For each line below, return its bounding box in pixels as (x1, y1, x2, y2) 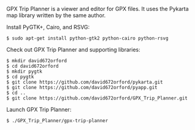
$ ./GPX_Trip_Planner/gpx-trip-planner (6, 118, 109, 124)
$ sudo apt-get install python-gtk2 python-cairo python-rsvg (6, 35, 169, 42)
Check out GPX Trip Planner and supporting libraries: (6, 46, 140, 53)
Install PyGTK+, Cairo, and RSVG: (6, 24, 90, 31)
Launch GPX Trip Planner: (6, 106, 72, 113)
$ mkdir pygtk (6, 68, 43, 74)
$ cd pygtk (6, 74, 34, 80)
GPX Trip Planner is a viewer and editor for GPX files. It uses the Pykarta (6, 5, 189, 12)
